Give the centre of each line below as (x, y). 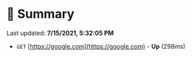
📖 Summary (40, 14)
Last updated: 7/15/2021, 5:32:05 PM (60, 33)
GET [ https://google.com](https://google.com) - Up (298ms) (101, 46)
